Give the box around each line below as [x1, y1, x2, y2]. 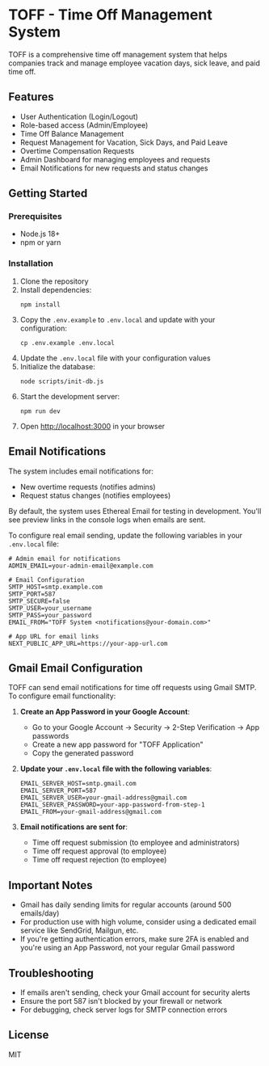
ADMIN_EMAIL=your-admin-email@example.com [8, 562, 153, 570]
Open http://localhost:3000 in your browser [19, 421, 166, 431]
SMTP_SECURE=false [8, 596, 70, 605]
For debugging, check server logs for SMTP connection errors [19, 1005, 228, 1014]
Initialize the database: [19, 361, 95, 371]
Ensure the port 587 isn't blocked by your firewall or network [19, 996, 222, 1005]
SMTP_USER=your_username [8, 604, 92, 612]
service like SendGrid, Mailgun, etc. [19, 925, 139, 935]
